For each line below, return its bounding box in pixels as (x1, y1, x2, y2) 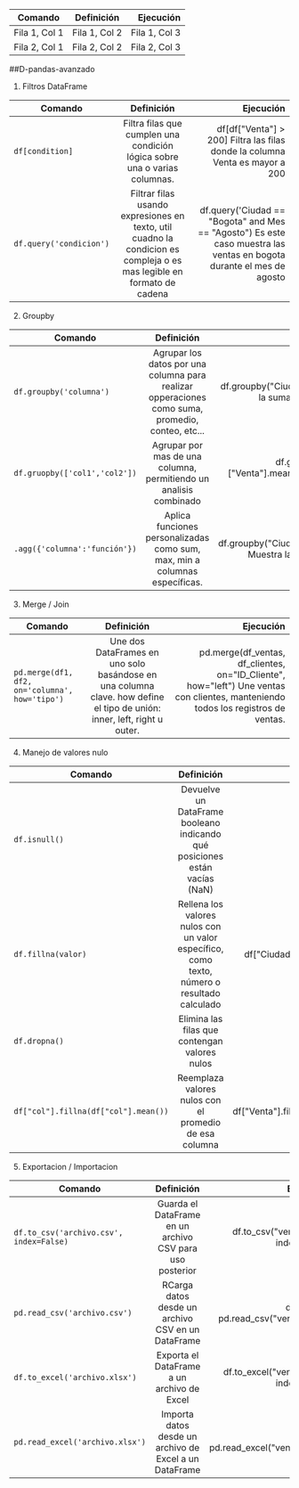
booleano (181, 817, 221, 829)
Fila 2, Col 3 (130, 41, 181, 53)
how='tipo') (13, 694, 65, 704)
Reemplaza (177, 1072, 224, 1083)
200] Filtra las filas (206, 134, 286, 146)
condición (132, 140, 174, 151)
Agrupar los (152, 347, 202, 359)
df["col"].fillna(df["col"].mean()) (13, 1107, 169, 1116)
